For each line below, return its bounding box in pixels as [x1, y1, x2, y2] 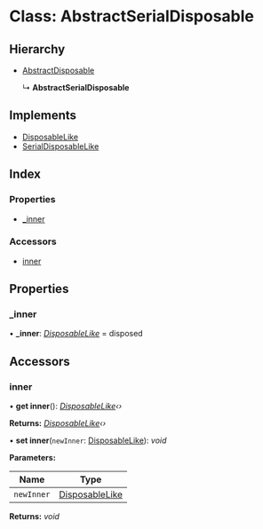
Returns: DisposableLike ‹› [9, 418, 107, 429]
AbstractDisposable [21, 65, 95, 75]
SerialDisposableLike [21, 140, 100, 152]
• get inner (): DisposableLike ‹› [9, 401, 123, 412]
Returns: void [9, 511, 60, 522]
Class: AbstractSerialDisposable [9, 6, 255, 27]
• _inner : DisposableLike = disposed [9, 328, 144, 339]
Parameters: [9, 453, 56, 463]
